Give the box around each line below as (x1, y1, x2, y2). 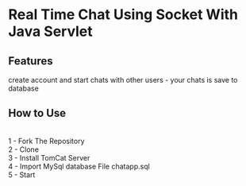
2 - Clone (8, 145, 40, 154)
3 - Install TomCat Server (8, 153, 90, 162)
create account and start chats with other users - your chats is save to (8, 76, 238, 84)
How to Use (8, 107, 67, 120)
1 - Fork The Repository (8, 136, 85, 145)
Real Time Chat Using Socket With (8, 6, 238, 24)
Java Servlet (8, 22, 93, 41)
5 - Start (8, 169, 36, 180)
